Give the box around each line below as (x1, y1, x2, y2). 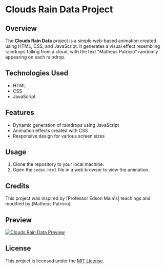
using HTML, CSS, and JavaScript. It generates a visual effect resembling (5, 43, 160, 49)
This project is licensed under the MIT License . (5, 258, 105, 264)
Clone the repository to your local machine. (12, 161, 104, 167)
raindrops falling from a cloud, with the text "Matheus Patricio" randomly (5, 49, 158, 54)
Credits (5, 181, 30, 190)
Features (5, 108, 34, 117)
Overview (5, 24, 37, 33)
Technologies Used (5, 69, 68, 78)
